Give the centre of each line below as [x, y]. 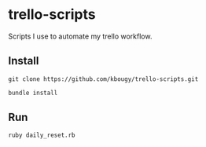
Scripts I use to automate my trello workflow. [80, 36]
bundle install [33, 93]
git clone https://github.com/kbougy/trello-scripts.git [103, 79]
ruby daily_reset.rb [42, 135]
